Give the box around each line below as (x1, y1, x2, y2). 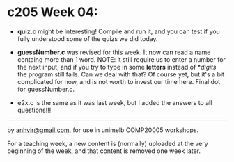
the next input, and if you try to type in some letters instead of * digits (17, 63, 217, 71)
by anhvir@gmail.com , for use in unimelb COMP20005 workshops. (7, 126, 199, 134)
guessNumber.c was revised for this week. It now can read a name (17, 48, 211, 56)
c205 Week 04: (7, 4, 99, 20)
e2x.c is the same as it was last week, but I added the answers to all (17, 98, 212, 106)
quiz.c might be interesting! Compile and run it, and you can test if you (17, 27, 221, 35)
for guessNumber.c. (17, 85, 75, 93)
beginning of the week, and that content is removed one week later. (7, 147, 201, 155)
